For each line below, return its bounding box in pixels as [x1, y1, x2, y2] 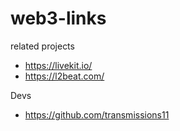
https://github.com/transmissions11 [24, 108, 170, 121]
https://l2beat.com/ [24, 70, 105, 82]
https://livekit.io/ [24, 59, 93, 71]
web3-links [10, 7, 107, 30]
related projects [10, 40, 75, 52]
